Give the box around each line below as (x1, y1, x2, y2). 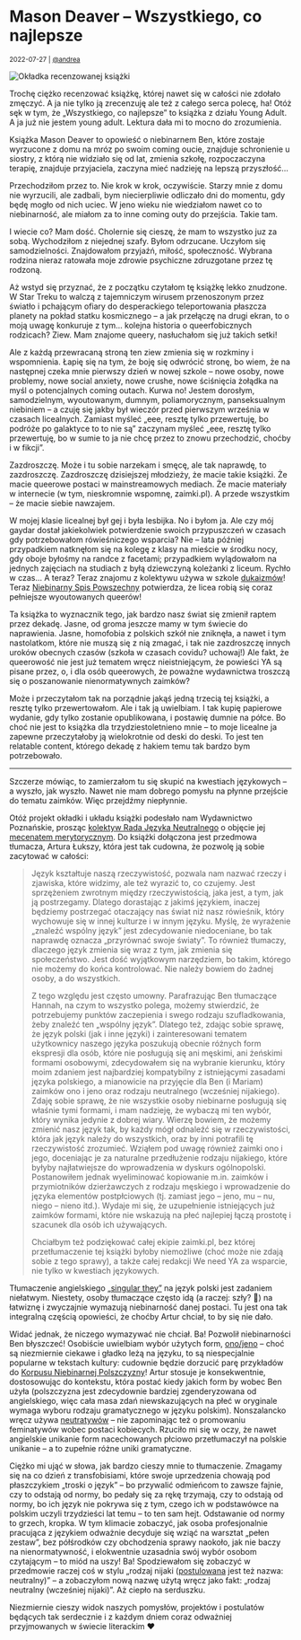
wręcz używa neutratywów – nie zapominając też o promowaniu (9, 1414, 246, 1425)
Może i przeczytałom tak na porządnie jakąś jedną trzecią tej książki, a (9, 693, 270, 704)
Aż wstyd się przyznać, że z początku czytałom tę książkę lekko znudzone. (9, 281, 288, 293)
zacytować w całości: (9, 850, 90, 861)
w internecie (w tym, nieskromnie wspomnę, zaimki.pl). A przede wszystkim (9, 487, 290, 499)
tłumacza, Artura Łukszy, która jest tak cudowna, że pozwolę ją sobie (9, 841, 265, 852)
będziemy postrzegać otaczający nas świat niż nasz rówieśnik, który (30, 906, 285, 916)
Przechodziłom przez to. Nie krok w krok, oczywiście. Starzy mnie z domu (9, 180, 284, 190)
